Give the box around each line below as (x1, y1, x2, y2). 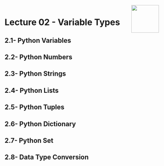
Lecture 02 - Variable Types (4, 17, 120, 28)
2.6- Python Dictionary (4, 120, 76, 128)
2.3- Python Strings (4, 70, 67, 78)
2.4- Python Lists (4, 86, 59, 95)
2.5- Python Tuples (4, 103, 65, 111)
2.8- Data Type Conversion (4, 153, 89, 162)
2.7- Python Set (4, 136, 54, 144)
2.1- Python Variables (4, 36, 71, 45)
